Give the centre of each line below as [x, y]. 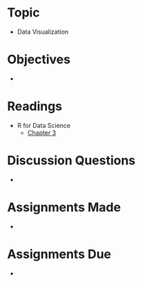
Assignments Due [59, 254]
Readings [35, 106]
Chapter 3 [42, 133]
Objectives [39, 59]
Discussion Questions [71, 160]
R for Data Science [44, 125]
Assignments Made [64, 207]
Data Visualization [43, 32]
